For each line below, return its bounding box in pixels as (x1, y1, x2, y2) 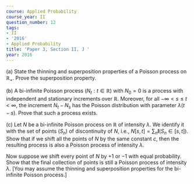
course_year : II (6, 14, 45, 20)
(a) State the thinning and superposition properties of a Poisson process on (6, 68, 187, 75)
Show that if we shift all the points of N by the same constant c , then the (6, 135, 179, 142)
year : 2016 (6, 52, 33, 58)
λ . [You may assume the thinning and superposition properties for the (6, 165, 173, 172)
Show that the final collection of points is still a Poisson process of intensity (6, 158, 187, 166)
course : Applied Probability (6, 8, 77, 15)
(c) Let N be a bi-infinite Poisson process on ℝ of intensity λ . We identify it (6, 121, 185, 128)
